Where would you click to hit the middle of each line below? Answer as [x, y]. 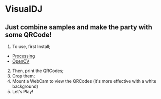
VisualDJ [24, 9]
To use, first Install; [31, 47]
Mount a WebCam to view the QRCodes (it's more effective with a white [84, 81]
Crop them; [23, 76]
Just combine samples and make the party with [79, 27]
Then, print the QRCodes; [38, 71]
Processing [23, 56]
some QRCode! [29, 35]
